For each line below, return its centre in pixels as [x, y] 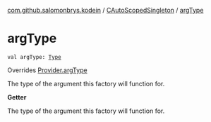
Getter [17, 97]
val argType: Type [34, 57]
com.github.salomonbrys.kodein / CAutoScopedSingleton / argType [105, 10]
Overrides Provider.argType [47, 70]
